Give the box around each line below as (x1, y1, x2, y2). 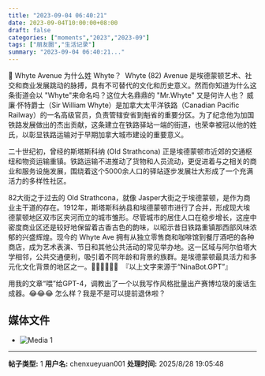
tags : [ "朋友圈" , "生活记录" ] (8, 41, 96, 49)
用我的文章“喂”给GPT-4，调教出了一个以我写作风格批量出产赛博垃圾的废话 (8, 279, 250, 288)
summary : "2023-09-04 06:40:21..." (8, 48, 125, 56)
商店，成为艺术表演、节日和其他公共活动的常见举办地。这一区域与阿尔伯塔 (8, 242, 250, 251)
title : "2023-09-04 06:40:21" (8, 11, 108, 20)
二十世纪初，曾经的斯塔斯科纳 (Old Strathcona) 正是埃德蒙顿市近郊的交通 (8, 147, 246, 156)
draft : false (8, 26, 51, 34)
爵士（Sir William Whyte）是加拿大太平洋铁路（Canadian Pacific (31, 100, 240, 110)
